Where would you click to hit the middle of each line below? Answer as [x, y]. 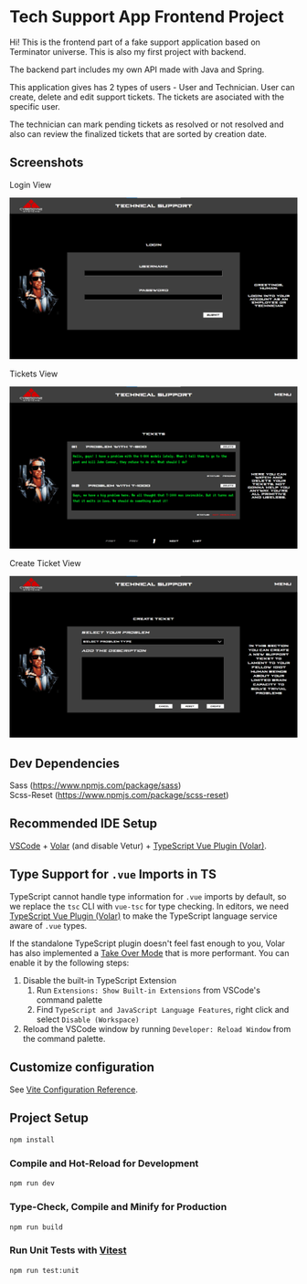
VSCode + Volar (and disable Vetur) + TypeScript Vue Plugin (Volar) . [138, 846]
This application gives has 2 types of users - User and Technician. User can [152, 87]
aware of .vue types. [48, 925]
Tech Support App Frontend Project [147, 17]
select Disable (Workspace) [88, 1019]
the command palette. [64, 1038]
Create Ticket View [45, 563]
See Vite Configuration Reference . [74, 1089]
